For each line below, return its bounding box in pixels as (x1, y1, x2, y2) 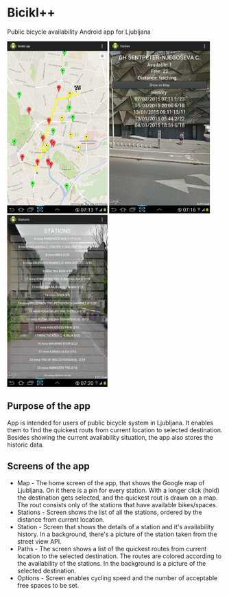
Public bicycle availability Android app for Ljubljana (7, 28, 151, 36)
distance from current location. (16, 515, 105, 524)
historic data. (7, 440, 45, 449)
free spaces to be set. (16, 581, 80, 589)
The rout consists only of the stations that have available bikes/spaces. (16, 500, 218, 509)
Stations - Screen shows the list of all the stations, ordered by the (16, 508, 202, 516)
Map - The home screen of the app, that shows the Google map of (16, 478, 205, 487)
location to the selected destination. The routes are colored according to (16, 552, 221, 560)
